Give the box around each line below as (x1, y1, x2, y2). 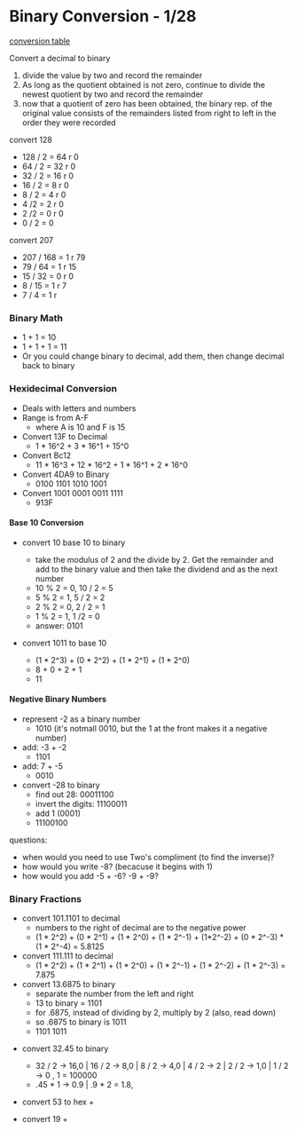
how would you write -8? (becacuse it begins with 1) (21, 861, 213, 872)
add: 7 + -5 (21, 761, 64, 771)
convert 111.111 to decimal (21, 951, 113, 961)
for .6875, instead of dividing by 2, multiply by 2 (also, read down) (35, 1008, 277, 1018)
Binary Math (9, 312, 64, 324)
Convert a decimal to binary (9, 52, 111, 63)
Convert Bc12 (21, 450, 72, 461)
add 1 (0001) (35, 808, 82, 819)
